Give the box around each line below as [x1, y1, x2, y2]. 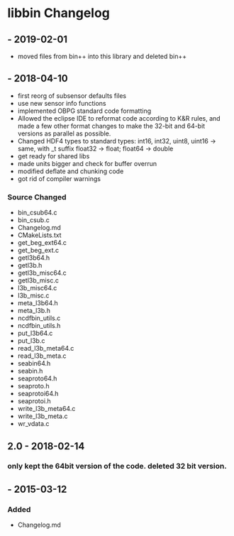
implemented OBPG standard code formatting [17, 106, 151, 115]
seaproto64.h [17, 374, 57, 383]
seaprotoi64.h [17, 389, 59, 398]
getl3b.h [17, 261, 43, 270]
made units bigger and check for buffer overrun [17, 159, 157, 168]
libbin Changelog [7, 5, 110, 21]
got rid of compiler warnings [17, 174, 101, 182]
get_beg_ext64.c [17, 239, 67, 247]
